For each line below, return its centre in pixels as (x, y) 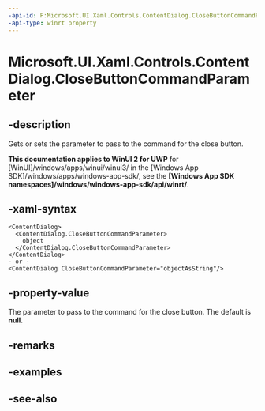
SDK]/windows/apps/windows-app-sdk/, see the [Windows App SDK (121, 175)
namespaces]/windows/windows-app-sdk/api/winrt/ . (99, 184)
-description (39, 124)
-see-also (33, 399)
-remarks (32, 345)
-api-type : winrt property (52, 23)
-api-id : (22, 15)
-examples (35, 372)
